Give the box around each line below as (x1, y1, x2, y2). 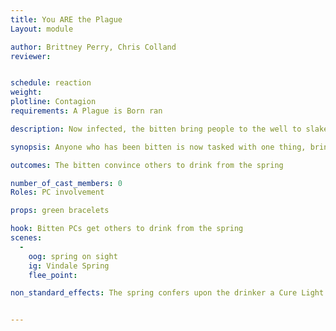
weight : (10, 87, 43, 98)
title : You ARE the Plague (10, 14, 123, 25)
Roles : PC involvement (10, 187, 105, 198)
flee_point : (28, 270, 78, 280)
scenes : (10, 233, 43, 243)
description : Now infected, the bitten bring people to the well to (10, 124, 302, 134)
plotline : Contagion (10, 97, 97, 107)
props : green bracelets (10, 206, 110, 216)
